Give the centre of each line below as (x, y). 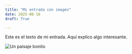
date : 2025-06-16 (23, 14)
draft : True (17, 19)
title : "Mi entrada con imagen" (38, 10)
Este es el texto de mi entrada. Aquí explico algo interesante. (66, 37)
